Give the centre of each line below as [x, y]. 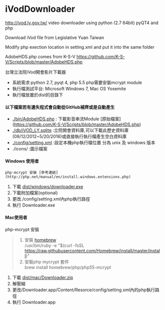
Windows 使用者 [22, 161]
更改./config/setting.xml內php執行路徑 [51, 199]
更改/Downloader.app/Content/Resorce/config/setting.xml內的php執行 [83, 290]
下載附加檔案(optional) [35, 193]
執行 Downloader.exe [33, 205]
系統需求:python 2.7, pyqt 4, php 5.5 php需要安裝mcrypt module [77, 82]
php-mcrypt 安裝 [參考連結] [32, 173]
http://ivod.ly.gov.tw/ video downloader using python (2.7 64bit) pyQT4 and [82, 23]
